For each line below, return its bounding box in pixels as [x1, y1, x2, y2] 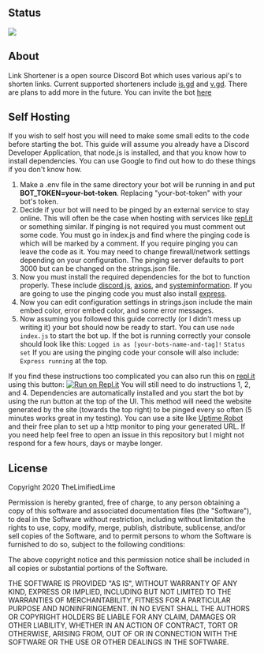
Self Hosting [8, 111, 71, 124]
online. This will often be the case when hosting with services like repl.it [19, 213, 254, 223]
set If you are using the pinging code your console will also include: [19, 347, 240, 358]
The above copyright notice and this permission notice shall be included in [8, 555, 250, 565]
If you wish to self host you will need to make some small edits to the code [8, 131, 250, 141]
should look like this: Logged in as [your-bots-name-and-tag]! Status [19, 340, 246, 349]
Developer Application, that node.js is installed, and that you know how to [8, 148, 247, 157]
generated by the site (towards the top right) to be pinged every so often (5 [8, 405, 252, 415]
